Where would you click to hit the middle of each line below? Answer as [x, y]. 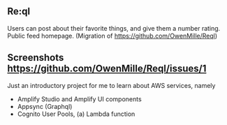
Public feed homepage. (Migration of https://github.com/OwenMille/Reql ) [112, 36]
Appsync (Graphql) [45, 106]
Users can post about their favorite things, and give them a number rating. [114, 28]
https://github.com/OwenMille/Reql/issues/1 [107, 69]
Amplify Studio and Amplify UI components [79, 99]
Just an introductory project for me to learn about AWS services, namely [111, 85]
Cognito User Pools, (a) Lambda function [76, 114]
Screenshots [36, 58]
